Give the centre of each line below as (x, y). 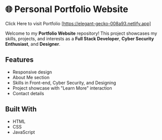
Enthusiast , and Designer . (33, 44)
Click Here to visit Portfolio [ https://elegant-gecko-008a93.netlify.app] (78, 23)
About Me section (31, 77)
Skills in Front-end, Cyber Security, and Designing (64, 83)
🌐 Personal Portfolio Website (67, 9)
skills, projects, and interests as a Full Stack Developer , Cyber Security (80, 38)
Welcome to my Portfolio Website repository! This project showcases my (81, 33)
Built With (21, 109)
